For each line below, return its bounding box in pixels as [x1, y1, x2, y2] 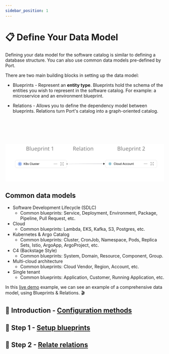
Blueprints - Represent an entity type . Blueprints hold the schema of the [12, 82, 163, 88]
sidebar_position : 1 [5, 8, 49, 13]
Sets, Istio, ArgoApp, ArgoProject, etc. [20, 242, 99, 248]
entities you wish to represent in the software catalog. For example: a [12, 87, 156, 93]
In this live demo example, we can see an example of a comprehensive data [5, 284, 162, 290]
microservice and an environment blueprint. [12, 92, 104, 98]
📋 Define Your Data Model [5, 31, 119, 43]
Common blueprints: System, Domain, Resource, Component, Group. [20, 252, 163, 259]
